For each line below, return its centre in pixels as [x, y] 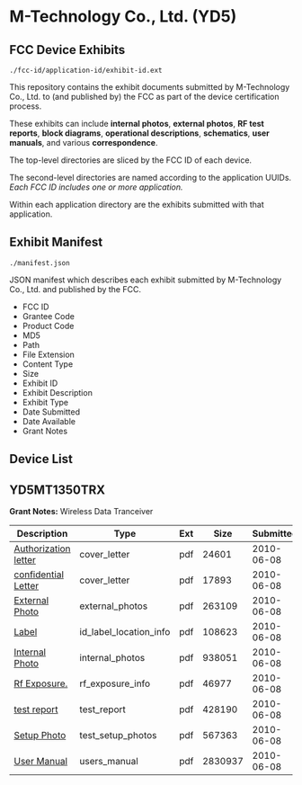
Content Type [48, 364]
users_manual [109, 762]
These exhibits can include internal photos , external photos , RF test [137, 124]
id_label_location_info [125, 632]
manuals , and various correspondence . [84, 143]
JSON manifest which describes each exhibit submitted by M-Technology [146, 280]
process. [26, 106]
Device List [41, 459]
